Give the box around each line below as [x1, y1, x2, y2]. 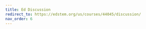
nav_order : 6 [5, 16, 33, 21]
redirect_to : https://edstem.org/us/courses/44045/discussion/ [5, 12, 141, 17]
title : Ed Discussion [5, 7, 51, 12]
